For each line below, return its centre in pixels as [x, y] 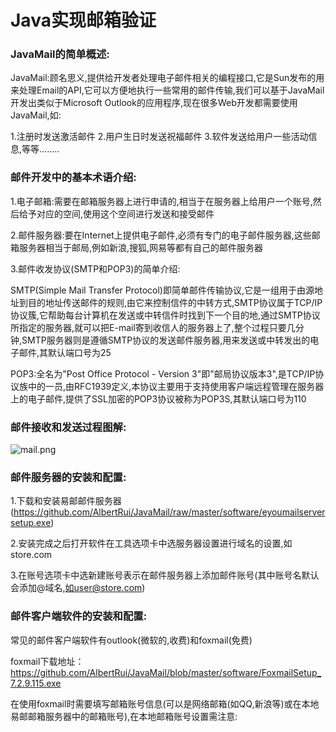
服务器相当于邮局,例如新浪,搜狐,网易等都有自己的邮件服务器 [141, 247]
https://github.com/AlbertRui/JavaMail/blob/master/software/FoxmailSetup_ [166, 672]
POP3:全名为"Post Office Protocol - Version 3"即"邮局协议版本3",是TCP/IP [163, 373]
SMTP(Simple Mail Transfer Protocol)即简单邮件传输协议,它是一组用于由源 [162, 290]
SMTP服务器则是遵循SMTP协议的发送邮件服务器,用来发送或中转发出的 [166, 340]
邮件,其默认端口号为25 [65, 352]
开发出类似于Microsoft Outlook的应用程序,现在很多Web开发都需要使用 [154, 103]
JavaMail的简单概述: [60, 54]
